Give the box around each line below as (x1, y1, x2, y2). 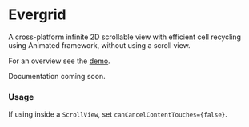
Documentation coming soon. (8, 71, 106, 81)
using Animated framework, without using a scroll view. (8, 40, 191, 50)
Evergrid (8, 6, 66, 24)
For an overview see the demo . (8, 56, 110, 65)
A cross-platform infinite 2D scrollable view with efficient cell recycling (8, 32, 242, 42)
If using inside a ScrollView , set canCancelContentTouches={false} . (8, 109, 228, 119)
